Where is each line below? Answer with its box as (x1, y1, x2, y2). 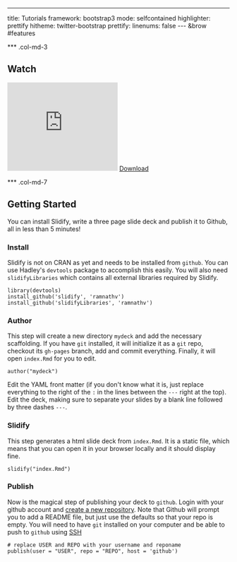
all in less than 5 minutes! (7, 224, 81, 233)
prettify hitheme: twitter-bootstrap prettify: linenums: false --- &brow (7, 22, 207, 30)
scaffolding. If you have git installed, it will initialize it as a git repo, (7, 339, 203, 348)
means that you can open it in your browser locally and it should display (7, 444, 217, 452)
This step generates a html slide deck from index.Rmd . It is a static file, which (7, 436, 230, 445)
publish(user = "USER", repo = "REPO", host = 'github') (7, 547, 178, 555)
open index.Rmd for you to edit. (7, 354, 97, 363)
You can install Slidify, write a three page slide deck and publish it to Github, (7, 217, 228, 226)
